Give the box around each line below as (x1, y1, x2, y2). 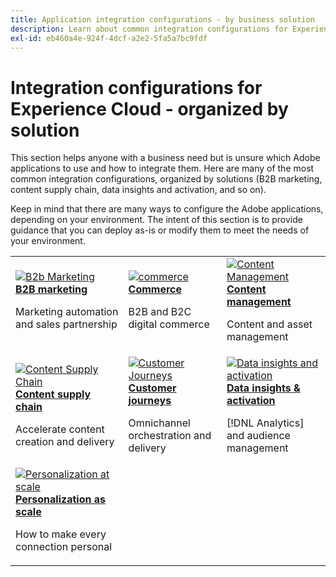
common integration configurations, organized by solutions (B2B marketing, (10, 173, 323, 185)
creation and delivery (15, 435, 115, 449)
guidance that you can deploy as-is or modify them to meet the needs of (10, 224, 310, 236)
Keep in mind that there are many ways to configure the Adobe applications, (10, 203, 324, 215)
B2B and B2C (128, 305, 192, 319)
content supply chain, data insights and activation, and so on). (10, 184, 267, 196)
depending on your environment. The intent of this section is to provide (10, 214, 303, 226)
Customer (128, 381, 177, 395)
